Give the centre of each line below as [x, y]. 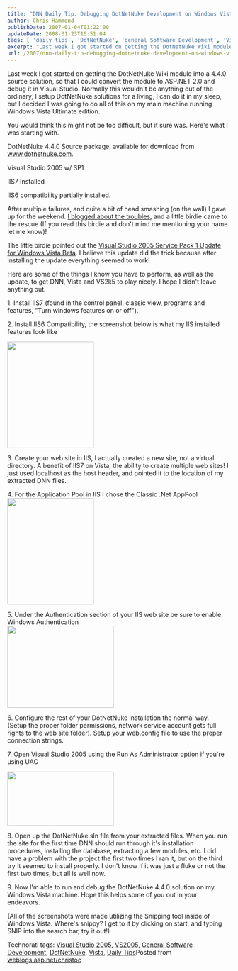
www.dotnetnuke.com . [40, 154]
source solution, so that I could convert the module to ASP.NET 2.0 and [111, 81]
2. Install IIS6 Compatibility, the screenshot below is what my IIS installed [113, 324]
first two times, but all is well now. [57, 873]
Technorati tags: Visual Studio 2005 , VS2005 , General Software [100, 945]
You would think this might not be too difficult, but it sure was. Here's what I [118, 125]
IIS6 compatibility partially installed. [59, 195]
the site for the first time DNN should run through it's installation [101, 843]
